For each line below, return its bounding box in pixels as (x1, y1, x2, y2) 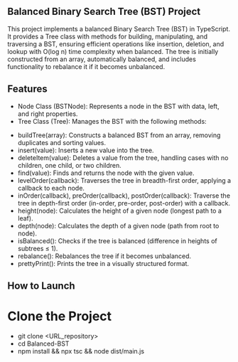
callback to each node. (17, 183, 85, 192)
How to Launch (7, 280, 76, 292)
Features (7, 83, 48, 95)
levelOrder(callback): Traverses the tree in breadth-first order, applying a (17, 176, 232, 184)
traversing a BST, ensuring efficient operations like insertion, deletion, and (7, 39, 225, 48)
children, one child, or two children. (17, 161, 122, 169)
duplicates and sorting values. (17, 138, 107, 147)
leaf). (17, 213, 33, 223)
